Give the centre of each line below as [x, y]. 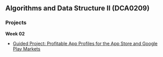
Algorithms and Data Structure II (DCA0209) [77, 8]
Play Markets [26, 49]
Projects [16, 23]
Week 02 [15, 34]
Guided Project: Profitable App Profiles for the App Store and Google [85, 43]
